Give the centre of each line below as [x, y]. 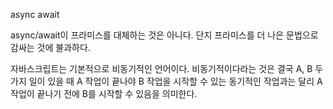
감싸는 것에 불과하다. [50, 47]
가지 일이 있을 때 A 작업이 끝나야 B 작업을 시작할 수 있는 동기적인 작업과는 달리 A [166, 81]
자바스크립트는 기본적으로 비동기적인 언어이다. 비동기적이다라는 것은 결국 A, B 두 [167, 68]
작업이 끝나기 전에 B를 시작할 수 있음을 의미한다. [104, 93]
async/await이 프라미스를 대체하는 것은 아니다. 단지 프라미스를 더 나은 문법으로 [164, 35]
